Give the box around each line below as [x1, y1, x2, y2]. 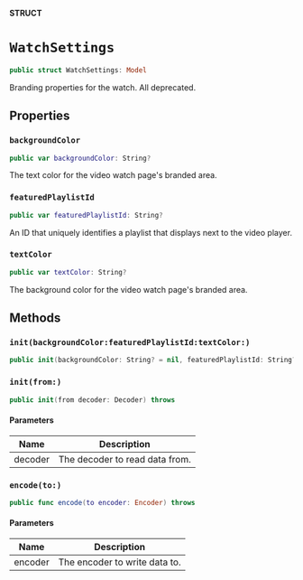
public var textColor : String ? [9, 267, 127, 276]
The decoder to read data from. [58, 453, 191, 465]
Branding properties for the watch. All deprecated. [9, 81, 197, 93]
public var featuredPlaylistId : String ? [9, 210, 164, 220]
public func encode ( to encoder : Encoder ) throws [9, 498, 196, 507]
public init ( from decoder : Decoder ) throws [9, 395, 176, 405]
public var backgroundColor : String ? [9, 154, 151, 163]
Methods [9, 311, 61, 326]
